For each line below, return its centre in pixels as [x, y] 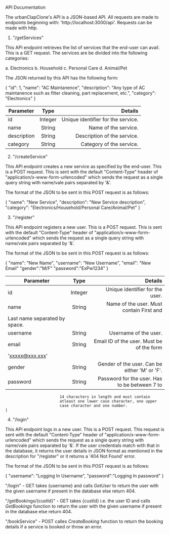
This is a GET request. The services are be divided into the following [76, 53]
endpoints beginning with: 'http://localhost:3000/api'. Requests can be [79, 23]
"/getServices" [28, 38]
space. [16, 325]
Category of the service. [110, 144]
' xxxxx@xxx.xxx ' [28, 356]
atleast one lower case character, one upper [108, 401]
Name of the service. [114, 128]
